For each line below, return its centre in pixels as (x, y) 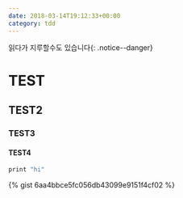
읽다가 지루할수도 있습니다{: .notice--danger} (81, 47)
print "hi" (27, 170)
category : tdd (32, 23)
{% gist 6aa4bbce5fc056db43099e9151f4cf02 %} (92, 185)
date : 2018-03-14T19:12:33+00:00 (64, 16)
